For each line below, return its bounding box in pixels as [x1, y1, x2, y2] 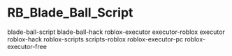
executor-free [7, 42, 48, 50]
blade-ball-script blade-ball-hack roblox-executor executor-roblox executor [7, 28, 225, 36]
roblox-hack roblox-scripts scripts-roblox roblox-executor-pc [7, 35, 184, 43]
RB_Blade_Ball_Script [7, 5, 133, 21]
